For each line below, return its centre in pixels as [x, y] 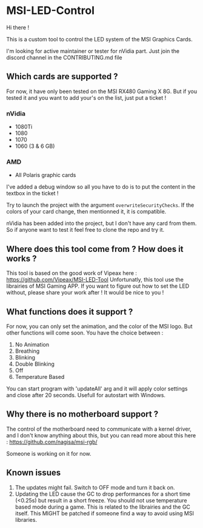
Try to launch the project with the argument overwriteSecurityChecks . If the [100, 205]
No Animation [32, 344]
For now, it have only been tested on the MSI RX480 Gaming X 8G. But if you [102, 91]
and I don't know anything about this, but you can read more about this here [101, 435]
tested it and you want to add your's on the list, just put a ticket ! [86, 97]
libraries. [26, 519]
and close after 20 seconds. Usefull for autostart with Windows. [86, 395]
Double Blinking [35, 364]
